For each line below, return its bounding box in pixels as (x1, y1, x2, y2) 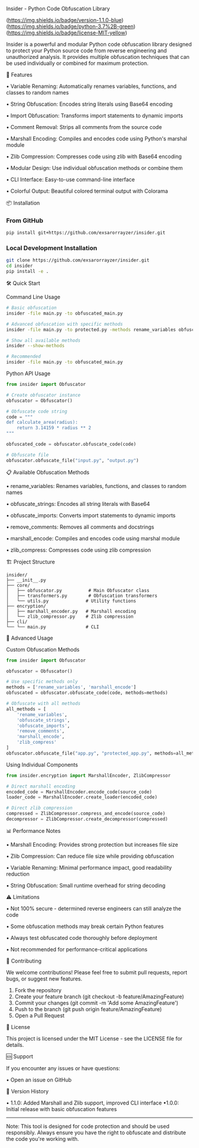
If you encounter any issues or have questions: (6, 1064, 120, 1072)
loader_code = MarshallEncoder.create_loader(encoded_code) (6, 794, 158, 800)
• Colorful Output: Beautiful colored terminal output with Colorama (6, 187, 168, 194)
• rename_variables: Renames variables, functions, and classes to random (6, 482, 187, 489)
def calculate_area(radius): (6, 419, 78, 426)
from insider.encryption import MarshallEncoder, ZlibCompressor (6, 772, 171, 778)
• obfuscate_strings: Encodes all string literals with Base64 (6, 500, 150, 507)
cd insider (6, 263, 33, 269)
